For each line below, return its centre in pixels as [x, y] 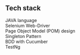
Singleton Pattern [23, 36]
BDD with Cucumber [27, 41]
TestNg [13, 46]
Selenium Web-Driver [28, 25]
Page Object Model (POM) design [40, 31]
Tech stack [23, 8]
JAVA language [21, 20]
